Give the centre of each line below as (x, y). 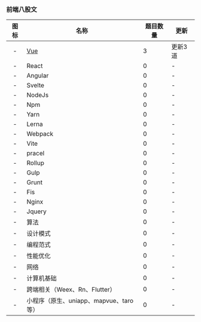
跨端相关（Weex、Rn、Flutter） (71, 290)
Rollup (36, 163)
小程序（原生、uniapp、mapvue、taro (80, 301)
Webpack (40, 134)
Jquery (36, 211)
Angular (38, 76)
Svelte (36, 85)
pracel (36, 154)
